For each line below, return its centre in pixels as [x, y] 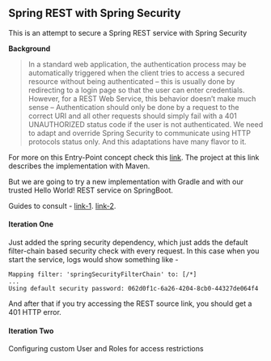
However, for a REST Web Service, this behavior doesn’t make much [142, 98]
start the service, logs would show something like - [93, 260]
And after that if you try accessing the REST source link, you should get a [130, 304]
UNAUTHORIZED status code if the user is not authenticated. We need [146, 124]
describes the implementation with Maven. [79, 166]
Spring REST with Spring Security [95, 13]
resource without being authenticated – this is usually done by [131, 81]
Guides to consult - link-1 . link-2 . [62, 206]
